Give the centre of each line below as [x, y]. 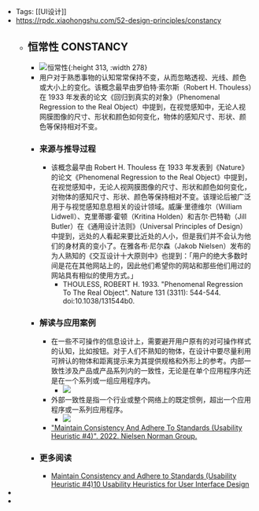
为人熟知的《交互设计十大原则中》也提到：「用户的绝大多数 [146, 256]
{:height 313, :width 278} [108, 67]
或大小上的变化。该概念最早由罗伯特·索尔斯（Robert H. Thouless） [146, 87]
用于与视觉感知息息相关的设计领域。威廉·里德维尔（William [146, 207]
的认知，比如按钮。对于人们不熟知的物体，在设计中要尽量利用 [151, 351]
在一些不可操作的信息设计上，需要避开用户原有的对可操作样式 [151, 341]
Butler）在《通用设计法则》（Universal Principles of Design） [149, 226]
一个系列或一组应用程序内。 [110, 380]
